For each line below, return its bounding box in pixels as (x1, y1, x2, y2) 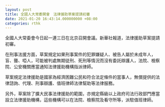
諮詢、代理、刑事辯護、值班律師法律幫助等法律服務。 (9, 80, 117, 86)
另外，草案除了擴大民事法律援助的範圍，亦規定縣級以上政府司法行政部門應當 (5, 91, 160, 97)
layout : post (5, 7, 32, 12)
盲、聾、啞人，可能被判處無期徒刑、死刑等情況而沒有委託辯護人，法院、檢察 (5, 57, 160, 64)
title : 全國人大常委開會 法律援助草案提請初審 (5, 12, 90, 17)
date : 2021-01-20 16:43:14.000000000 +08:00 (5, 16, 98, 21)
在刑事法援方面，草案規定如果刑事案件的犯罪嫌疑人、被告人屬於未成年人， (5, 52, 156, 57)
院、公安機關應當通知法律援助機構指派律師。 (5, 64, 96, 70)
